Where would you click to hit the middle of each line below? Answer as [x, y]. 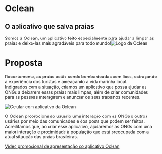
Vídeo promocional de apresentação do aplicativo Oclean [62, 146]
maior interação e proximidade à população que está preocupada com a [77, 132]
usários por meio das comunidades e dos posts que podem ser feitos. [75, 121]
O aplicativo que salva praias [49, 27]
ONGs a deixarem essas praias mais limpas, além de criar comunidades [77, 92]
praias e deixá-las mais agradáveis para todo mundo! [58, 43]
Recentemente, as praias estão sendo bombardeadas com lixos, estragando [81, 77]
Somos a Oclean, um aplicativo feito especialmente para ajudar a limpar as [80, 38]
